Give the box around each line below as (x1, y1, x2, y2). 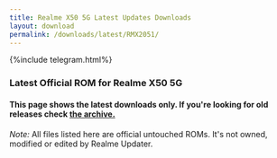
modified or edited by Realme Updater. (9, 138, 153, 149)
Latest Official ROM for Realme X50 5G (9, 77, 183, 90)
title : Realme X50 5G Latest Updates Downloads (9, 13, 192, 22)
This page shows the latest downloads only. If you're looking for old (9, 99, 269, 110)
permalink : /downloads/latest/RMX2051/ (9, 30, 160, 39)
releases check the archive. (9, 109, 115, 119)
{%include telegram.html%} (9, 55, 113, 66)
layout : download (9, 22, 75, 31)
